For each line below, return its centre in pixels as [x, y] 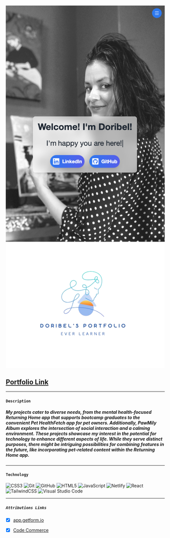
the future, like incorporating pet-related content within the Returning [80, 450]
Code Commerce [31, 530]
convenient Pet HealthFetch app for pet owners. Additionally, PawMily [81, 423]
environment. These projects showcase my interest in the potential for [81, 434]
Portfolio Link [27, 382]
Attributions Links [26, 508]
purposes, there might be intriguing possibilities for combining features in [85, 445]
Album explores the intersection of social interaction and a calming [78, 428]
